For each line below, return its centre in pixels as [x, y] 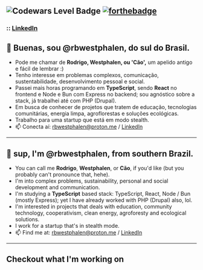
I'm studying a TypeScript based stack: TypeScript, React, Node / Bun [103, 193]
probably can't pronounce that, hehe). [62, 174]
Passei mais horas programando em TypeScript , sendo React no [96, 88]
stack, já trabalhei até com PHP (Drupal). [66, 101]
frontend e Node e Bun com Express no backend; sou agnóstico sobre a [105, 95]
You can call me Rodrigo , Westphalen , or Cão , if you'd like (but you [99, 168]
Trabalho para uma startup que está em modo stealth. [82, 120]
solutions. [27, 219]
